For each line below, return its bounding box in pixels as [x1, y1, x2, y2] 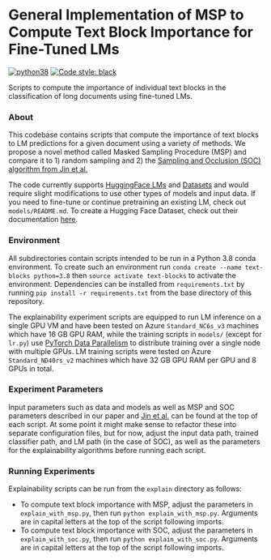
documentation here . [8, 215, 78, 224]
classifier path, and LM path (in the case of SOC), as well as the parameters [8, 436, 260, 447]
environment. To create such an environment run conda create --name [8, 262, 242, 271]
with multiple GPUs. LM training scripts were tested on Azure [8, 346, 212, 356]
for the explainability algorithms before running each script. [8, 445, 206, 455]
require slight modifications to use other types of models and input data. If [8, 189, 256, 199]
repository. [8, 296, 44, 306]
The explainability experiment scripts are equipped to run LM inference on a [8, 312, 261, 322]
